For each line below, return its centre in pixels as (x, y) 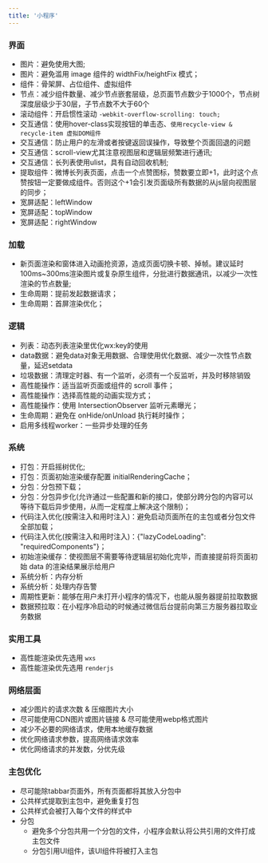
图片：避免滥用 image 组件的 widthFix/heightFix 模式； (110, 73)
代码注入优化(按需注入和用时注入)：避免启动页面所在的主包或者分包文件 (138, 517)
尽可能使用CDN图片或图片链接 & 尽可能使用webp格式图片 (114, 719)
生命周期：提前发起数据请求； (69, 294)
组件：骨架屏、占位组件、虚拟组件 (76, 84)
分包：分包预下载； (51, 486)
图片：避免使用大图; (53, 64)
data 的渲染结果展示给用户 (72, 566)
